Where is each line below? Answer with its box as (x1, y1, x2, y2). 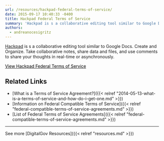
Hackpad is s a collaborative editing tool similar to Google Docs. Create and (5, 44, 157, 49)
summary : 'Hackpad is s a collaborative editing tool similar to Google (5, 21, 156, 26)
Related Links (5, 77, 47, 86)
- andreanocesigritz (9, 30, 51, 35)
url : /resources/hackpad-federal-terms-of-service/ (5, 7, 112, 12)
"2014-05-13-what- (116, 90, 156, 96)
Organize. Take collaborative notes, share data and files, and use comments (5, 48, 158, 54)
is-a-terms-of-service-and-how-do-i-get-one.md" (12, 95, 114, 101)
